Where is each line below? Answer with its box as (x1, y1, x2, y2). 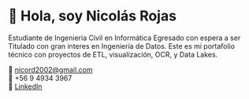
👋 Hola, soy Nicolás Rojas (8, 7, 177, 25)
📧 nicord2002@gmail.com (8, 64, 93, 74)
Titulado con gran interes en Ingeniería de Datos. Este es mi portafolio (8, 41, 235, 50)
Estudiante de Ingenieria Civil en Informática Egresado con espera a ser (8, 33, 241, 42)
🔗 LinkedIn (8, 82, 43, 91)
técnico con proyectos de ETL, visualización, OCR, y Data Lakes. (8, 49, 218, 59)
